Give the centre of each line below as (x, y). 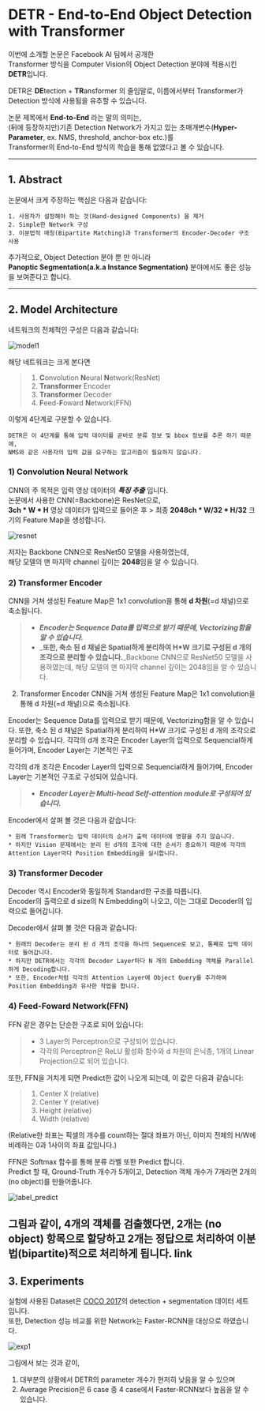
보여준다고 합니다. (44, 277)
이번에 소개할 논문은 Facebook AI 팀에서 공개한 (81, 54)
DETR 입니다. (28, 73)
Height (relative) (65, 1110)
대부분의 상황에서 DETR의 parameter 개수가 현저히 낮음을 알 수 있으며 (127, 1379)
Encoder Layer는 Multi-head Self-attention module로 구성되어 (141, 794)
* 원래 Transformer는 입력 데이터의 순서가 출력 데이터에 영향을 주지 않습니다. (122, 837)
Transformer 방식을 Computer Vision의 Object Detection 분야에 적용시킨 (123, 64)
